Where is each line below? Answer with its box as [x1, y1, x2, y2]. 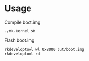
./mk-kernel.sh [4, 29, 36, 33]
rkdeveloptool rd [4, 51, 40, 56]
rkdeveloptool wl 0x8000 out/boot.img [4, 47, 84, 52]
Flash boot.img [4, 37, 35, 43]
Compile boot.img [4, 19, 41, 25]
